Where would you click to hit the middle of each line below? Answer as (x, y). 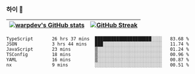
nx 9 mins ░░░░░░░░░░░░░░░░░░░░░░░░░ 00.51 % (97, 65)
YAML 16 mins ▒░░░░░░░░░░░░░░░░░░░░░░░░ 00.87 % (97, 60)
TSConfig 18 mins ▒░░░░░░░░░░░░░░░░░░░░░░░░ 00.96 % (97, 55)
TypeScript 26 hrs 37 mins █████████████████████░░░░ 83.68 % (97, 39)
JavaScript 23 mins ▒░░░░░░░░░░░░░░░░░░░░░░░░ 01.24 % (97, 50)
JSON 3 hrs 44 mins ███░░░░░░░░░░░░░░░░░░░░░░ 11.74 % (97, 44)
